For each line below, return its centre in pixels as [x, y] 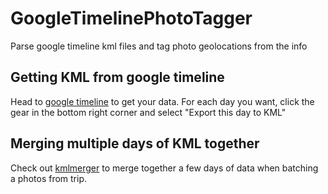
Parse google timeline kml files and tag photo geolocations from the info [159, 46]
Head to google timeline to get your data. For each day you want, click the [162, 101]
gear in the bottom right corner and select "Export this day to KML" [148, 112]
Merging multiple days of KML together [135, 143]
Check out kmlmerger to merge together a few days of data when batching [164, 168]
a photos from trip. [49, 178]
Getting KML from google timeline [117, 77]
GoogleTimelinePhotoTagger [131, 18]
